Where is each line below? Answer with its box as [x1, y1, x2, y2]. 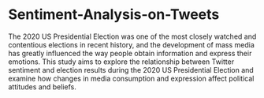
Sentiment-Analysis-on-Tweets [8, 6, 220, 24]
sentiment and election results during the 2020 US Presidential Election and [8, 65, 254, 74]
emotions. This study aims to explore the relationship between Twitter [8, 57, 235, 66]
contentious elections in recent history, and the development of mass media [8, 40, 255, 49]
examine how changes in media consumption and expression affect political [8, 73, 255, 83]
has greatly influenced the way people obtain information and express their [8, 48, 252, 58]
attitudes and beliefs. [8, 81, 76, 92]
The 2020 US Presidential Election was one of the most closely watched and [8, 32, 257, 41]
